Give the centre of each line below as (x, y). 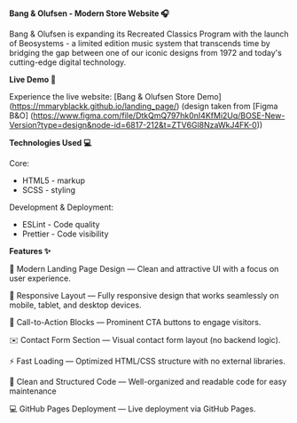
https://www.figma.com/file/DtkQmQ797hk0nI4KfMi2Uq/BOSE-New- (159, 116)
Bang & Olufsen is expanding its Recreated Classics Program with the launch (149, 34)
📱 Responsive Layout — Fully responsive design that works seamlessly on (144, 295)
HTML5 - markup (54, 180)
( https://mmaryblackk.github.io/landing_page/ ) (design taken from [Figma (144, 106)
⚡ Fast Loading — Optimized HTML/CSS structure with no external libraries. (147, 361)
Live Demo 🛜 (32, 80)
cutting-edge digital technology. (68, 62)
